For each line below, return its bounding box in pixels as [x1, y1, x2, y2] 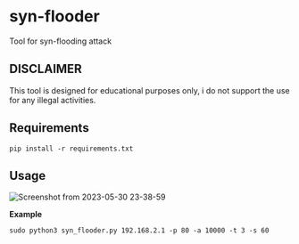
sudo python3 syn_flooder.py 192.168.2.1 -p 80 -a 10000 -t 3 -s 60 [9, 226, 270, 235]
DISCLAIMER [9, 61, 82, 77]
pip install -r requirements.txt [9, 144, 134, 153]
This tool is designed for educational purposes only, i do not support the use [9, 85, 290, 95]
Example [9, 209, 43, 220]
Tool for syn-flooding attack [9, 36, 112, 46]
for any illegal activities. [9, 94, 96, 105]
